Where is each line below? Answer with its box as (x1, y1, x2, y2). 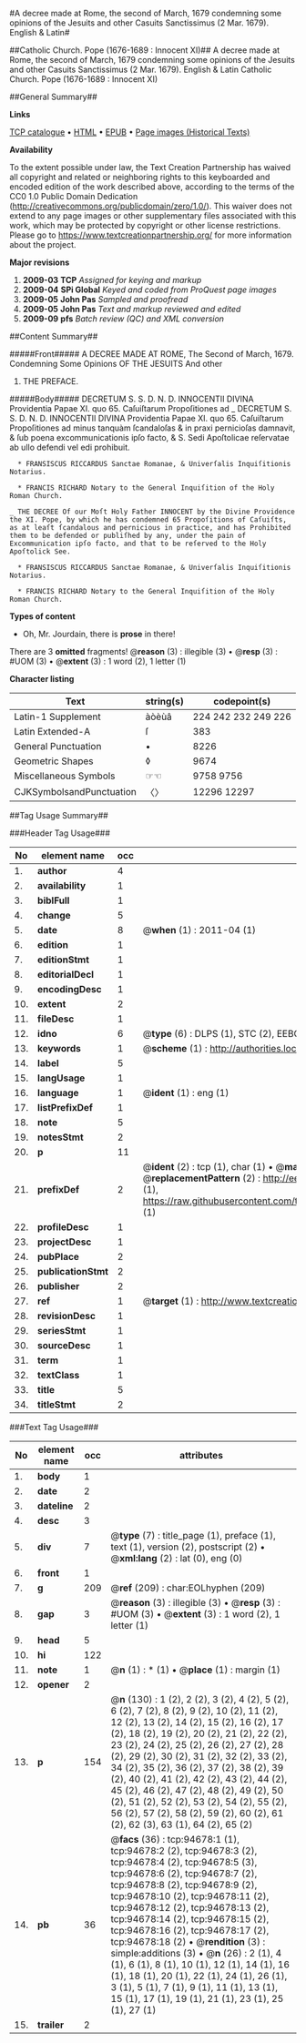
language (37, 1087, 79, 1099)
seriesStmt (37, 1325, 87, 1337)
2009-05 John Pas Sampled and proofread (22, 294, 189, 304)
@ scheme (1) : (142, 1042, 208, 1054)
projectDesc (37, 1235, 92, 1248)
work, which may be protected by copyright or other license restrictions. (9, 220, 280, 230)
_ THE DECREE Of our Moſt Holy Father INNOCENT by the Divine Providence (9, 507, 296, 516)
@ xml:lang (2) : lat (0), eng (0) (110, 1552, 243, 1564)
